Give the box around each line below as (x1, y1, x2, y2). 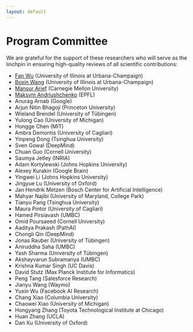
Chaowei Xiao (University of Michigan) (14, 300, 109, 307)
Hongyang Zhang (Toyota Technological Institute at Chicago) (14, 306, 164, 314)
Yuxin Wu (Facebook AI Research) (14, 287, 99, 294)
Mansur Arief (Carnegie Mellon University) (14, 85, 119, 92)
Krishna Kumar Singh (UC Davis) (14, 262, 94, 269)
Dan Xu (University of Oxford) (14, 319, 88, 326)
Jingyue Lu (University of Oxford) (14, 179, 97, 187)
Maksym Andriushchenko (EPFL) (14, 91, 95, 98)
